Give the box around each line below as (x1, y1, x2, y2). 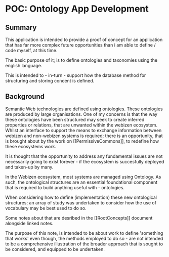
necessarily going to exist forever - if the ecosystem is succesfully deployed (5, 158, 164, 164)
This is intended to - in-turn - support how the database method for (5, 72, 146, 78)
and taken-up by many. (5, 164, 54, 170)
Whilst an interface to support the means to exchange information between (5, 127, 162, 133)
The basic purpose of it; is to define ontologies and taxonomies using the (5, 57, 158, 63)
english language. (5, 63, 43, 68)
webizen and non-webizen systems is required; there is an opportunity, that (5, 133, 163, 139)
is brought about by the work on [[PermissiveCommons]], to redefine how (5, 138, 159, 144)
